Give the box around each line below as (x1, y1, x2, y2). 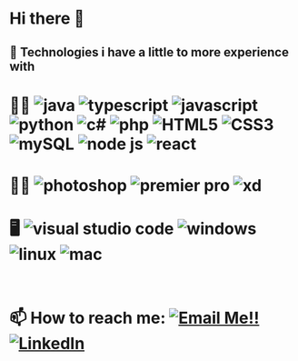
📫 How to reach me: (9, 308, 166, 328)
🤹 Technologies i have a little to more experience (9, 45, 289, 60)
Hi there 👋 (9, 8, 84, 29)
